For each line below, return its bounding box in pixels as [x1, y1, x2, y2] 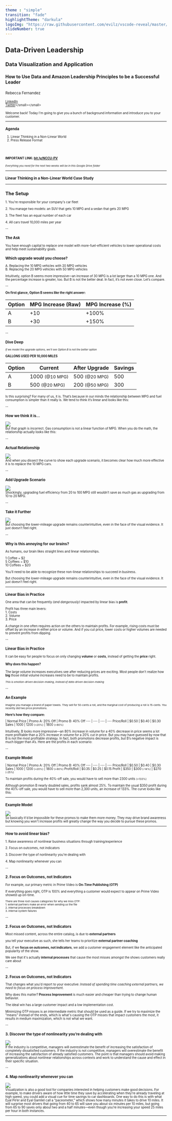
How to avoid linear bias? [5, 831, 50, 837]
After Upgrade [73, 364, 109, 371]
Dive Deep [5, 339, 24, 345]
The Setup [5, 191, 29, 197]
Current [39, 364, 59, 371]
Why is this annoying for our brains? [5, 541, 70, 546]
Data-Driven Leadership [5, 46, 84, 54]
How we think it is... [5, 413, 40, 418]
